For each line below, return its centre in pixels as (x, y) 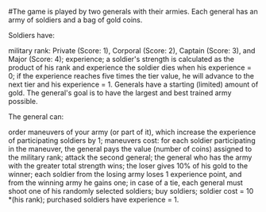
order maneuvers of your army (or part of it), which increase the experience (132, 132)
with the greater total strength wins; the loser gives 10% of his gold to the (128, 166)
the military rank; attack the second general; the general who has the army (130, 157)
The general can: (36, 117)
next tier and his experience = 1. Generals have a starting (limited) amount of (133, 84)
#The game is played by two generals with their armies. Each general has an (133, 12)
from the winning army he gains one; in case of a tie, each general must (126, 183)
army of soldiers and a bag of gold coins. (75, 20)
